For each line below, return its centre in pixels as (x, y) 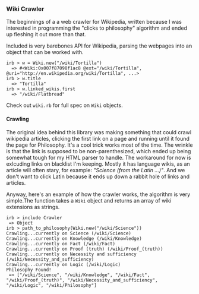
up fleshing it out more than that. (46, 34)
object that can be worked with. (45, 52)
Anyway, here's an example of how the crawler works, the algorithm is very (98, 194)
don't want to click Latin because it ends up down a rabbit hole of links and (98, 176)
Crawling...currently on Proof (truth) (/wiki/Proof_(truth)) (85, 249)
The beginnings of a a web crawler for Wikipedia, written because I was (94, 22)
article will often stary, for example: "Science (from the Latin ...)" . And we (96, 170)
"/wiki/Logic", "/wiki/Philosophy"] (51, 285)
